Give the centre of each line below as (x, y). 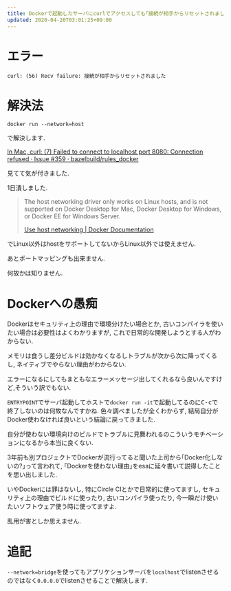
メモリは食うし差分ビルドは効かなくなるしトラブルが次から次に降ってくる (112, 356)
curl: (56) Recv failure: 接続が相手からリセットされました (87, 76)
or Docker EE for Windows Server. (72, 216)
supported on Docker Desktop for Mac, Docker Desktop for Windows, (123, 209)
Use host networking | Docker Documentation (89, 230)
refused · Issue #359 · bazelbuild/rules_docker (73, 159)
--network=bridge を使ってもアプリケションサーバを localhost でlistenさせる (113, 572)
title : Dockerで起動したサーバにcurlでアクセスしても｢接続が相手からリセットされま (113, 13)
